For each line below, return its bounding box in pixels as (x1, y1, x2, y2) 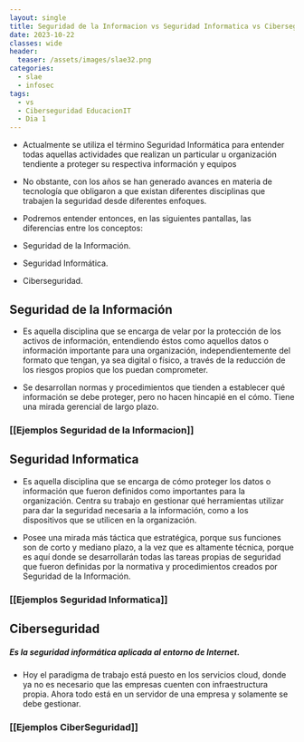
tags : (9, 89, 30, 98)
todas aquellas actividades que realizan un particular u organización (22, 149, 278, 160)
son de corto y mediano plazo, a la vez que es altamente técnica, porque (22, 542, 294, 552)
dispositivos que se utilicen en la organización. (22, 514, 197, 525)
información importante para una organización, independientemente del (22, 345, 291, 356)
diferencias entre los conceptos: (22, 223, 143, 234)
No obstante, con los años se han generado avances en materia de (22, 176, 273, 187)
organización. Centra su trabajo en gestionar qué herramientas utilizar (22, 495, 284, 506)
